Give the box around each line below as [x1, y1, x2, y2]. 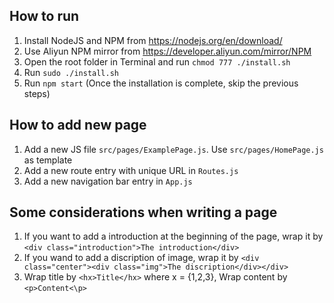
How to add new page [9, 117, 147, 134]
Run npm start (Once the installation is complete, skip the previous [23, 77, 299, 89]
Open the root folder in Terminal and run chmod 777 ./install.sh [23, 55, 291, 68]
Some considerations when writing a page [9, 204, 278, 221]
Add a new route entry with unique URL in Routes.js [23, 164, 239, 176]
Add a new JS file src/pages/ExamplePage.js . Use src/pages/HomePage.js [23, 143, 324, 155]
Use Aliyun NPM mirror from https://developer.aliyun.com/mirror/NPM [23, 45, 312, 57]
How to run [9, 8, 80, 25]
